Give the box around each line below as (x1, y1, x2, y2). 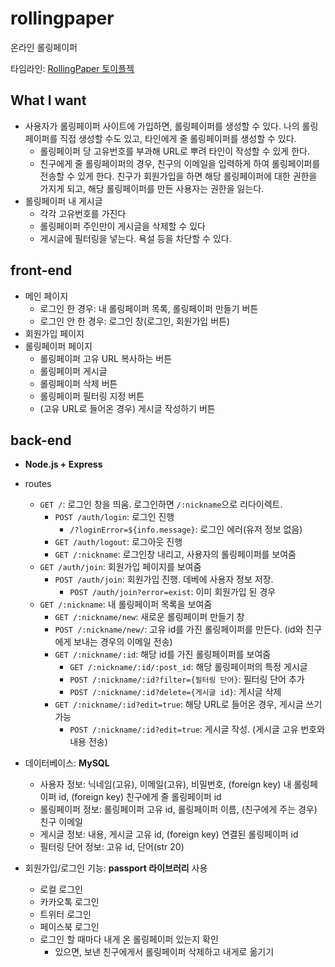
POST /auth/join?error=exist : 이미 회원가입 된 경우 (69, 586, 277, 598)
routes (24, 478, 52, 490)
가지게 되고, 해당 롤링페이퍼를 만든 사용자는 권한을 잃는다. (39, 182, 265, 194)
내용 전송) (69, 736, 108, 748)
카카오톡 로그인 (39, 896, 100, 908)
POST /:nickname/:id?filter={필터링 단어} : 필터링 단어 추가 (69, 673, 305, 686)
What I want (10, 92, 87, 109)
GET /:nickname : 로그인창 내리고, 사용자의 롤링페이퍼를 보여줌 (54, 548, 297, 561)
